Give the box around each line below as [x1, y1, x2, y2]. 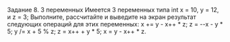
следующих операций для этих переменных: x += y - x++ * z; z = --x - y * [7, 20, 223, 28]
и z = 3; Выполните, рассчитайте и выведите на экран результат [7, 13, 197, 21]
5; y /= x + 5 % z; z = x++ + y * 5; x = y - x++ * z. [7, 27, 146, 35]
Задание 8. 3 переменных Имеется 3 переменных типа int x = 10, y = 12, [7, 6, 219, 14]
